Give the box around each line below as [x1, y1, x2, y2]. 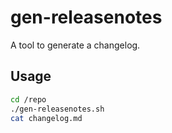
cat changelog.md [10, 113, 83, 123]
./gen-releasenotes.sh [10, 104, 105, 114]
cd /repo [10, 94, 47, 105]
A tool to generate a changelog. [10, 39, 141, 51]
